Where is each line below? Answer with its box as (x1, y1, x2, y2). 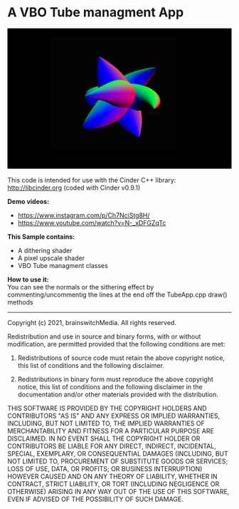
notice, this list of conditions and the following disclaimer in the (17, 382, 203, 391)
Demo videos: (7, 197, 50, 205)
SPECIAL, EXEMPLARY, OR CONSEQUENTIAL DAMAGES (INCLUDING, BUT (7, 449, 229, 458)
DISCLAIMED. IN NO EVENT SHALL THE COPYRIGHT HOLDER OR (7, 434, 201, 443)
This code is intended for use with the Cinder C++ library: (7, 175, 176, 184)
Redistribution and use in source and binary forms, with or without (7, 332, 201, 341)
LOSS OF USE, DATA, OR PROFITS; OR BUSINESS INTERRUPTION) (7, 464, 203, 473)
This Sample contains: (7, 232, 75, 241)
